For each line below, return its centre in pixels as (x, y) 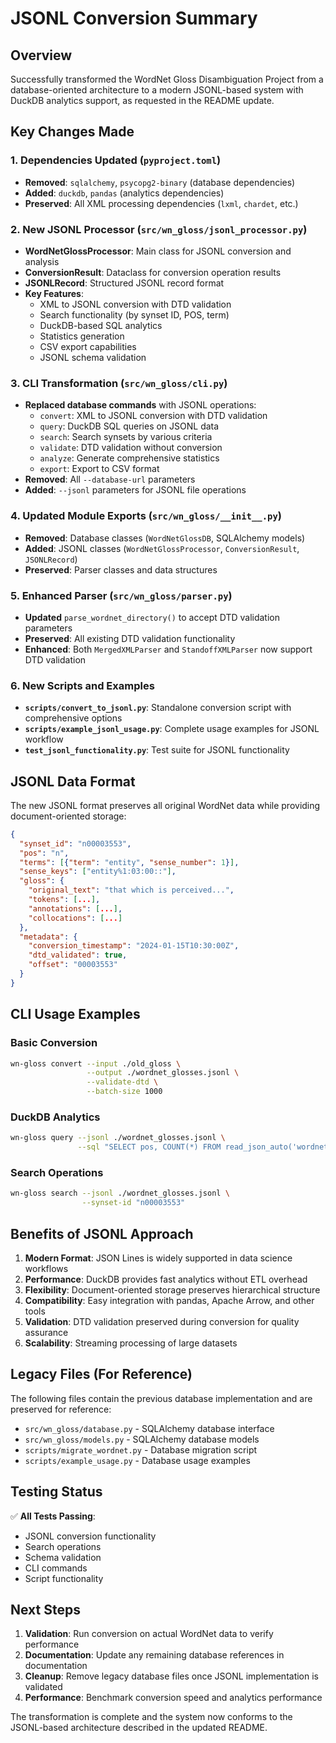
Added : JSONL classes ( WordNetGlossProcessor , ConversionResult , (162, 548)
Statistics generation (82, 336)
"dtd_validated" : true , (78, 955)
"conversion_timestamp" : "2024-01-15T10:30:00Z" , (134, 946)
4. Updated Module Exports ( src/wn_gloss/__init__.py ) (146, 516)
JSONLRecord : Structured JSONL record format (124, 283)
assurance (46, 1332)
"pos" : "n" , (44, 853)
